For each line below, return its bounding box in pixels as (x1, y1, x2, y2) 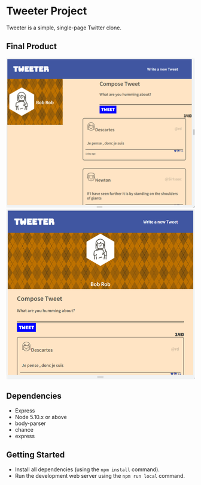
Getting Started (6, 450, 65, 460)
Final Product (6, 41, 57, 52)
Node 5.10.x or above (14, 413, 67, 420)
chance (14, 426, 34, 433)
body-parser (14, 420, 46, 427)
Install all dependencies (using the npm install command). (14, 466, 160, 473)
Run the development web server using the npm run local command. (14, 472, 185, 479)
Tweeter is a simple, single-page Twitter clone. (6, 24, 121, 31)
